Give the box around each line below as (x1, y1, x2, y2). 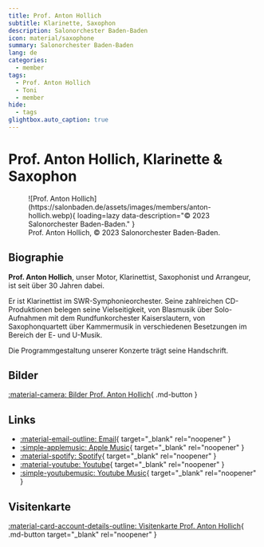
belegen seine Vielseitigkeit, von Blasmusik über (53, 305, 213, 314)
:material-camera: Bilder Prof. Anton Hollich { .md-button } (8, 389, 198, 400)
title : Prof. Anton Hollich (8, 11, 102, 20)
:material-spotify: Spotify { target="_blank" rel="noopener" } (19, 451, 217, 461)
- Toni (15, 86, 37, 94)
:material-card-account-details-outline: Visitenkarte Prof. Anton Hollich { (8, 521, 245, 531)
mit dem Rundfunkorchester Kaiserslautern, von (48, 313, 206, 322)
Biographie (8, 251, 64, 265)
